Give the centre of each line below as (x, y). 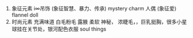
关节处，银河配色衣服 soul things (67, 29)
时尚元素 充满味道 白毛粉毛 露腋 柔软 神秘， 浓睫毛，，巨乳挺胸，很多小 (97, 22)
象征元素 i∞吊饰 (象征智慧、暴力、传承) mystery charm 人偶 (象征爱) (94, 8)
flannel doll (25, 15)
